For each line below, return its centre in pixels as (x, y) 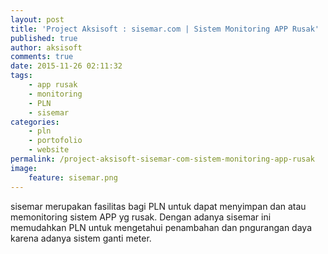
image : (24, 168)
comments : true (42, 57)
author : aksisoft (46, 47)
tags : (21, 76)
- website (49, 150)
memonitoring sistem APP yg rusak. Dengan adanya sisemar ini (141, 217)
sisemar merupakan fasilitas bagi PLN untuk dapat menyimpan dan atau (158, 206)
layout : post (37, 19)
